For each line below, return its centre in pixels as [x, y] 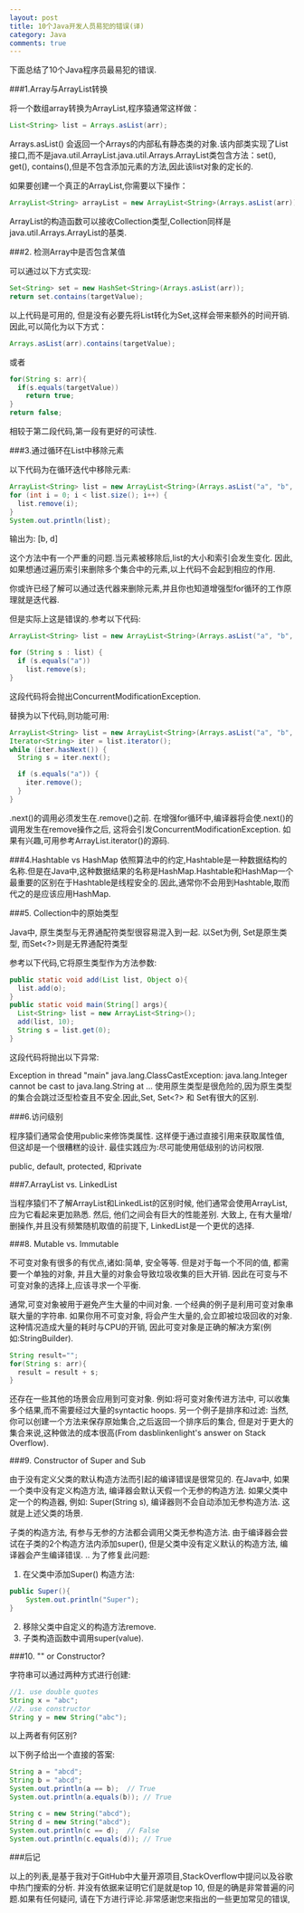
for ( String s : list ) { [56, 652]
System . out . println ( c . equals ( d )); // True [90, 1839]
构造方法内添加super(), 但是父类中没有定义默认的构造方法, [170, 1544]
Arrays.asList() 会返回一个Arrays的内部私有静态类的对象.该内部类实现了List [149, 144]
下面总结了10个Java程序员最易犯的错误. [83, 70]
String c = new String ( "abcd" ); [70, 1813]
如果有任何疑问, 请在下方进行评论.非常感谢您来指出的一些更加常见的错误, [155, 1899]
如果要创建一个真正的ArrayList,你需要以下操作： [99, 186]
